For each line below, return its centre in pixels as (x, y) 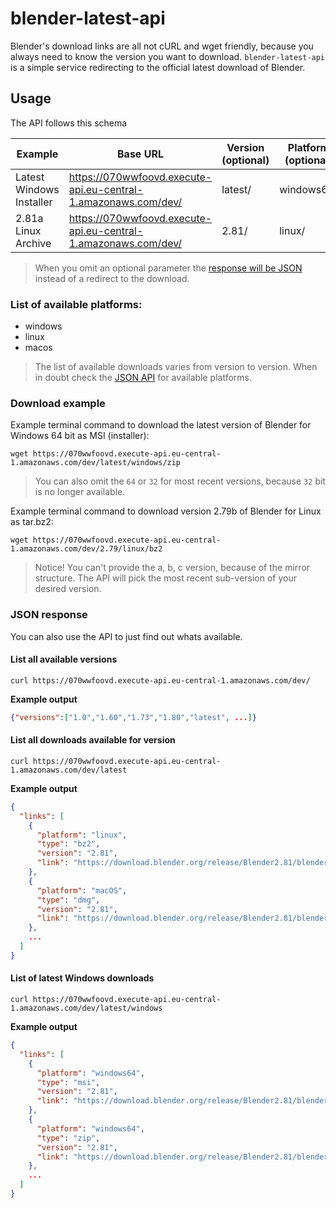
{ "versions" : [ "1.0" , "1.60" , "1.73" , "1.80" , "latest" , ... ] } (133, 717)
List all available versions (64, 659)
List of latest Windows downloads (82, 978)
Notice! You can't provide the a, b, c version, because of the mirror (172, 568)
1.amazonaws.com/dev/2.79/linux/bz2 (86, 549)
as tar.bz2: (32, 522)
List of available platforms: (76, 304)
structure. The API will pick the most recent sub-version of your (166, 578)
